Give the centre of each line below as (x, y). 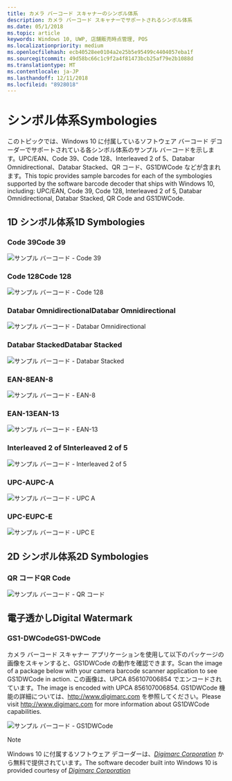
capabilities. (24, 711)
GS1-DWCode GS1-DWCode (54, 638)
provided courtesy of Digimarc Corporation (69, 770)
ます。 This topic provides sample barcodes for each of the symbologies (110, 176)
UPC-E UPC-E (30, 517)
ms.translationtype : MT (42, 65)
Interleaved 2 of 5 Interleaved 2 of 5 (68, 448)
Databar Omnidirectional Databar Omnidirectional (91, 311)
